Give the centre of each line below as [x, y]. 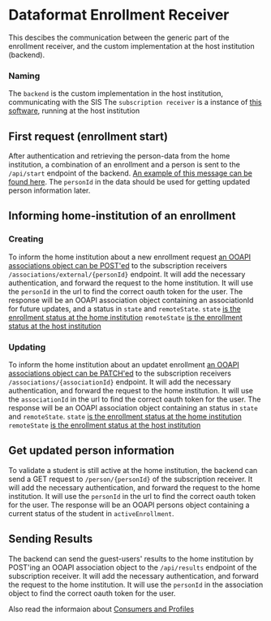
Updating [27, 347]
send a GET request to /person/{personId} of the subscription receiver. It [131, 479]
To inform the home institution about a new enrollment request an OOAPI [130, 257]
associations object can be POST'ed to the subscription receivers [118, 265]
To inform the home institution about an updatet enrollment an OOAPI [124, 365]
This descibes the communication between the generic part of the [119, 37]
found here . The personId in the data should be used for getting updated [129, 182]
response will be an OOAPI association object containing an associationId [131, 300]
